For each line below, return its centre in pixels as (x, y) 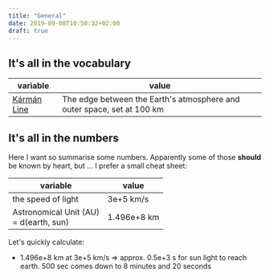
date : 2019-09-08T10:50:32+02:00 (64, 23)
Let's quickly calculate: (46, 242)
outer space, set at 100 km (113, 109)
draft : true (28, 31)
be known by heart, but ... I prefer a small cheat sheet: (98, 166)
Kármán (27, 100)
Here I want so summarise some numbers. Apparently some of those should (135, 157)
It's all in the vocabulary (70, 63)
